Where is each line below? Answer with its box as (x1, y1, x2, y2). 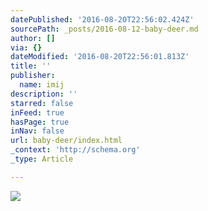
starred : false (10, 98, 74, 108)
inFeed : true (10, 107, 65, 118)
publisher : (10, 71, 56, 81)
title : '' (10, 61, 52, 71)
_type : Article (10, 154, 74, 164)
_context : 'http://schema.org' (10, 145, 141, 155)
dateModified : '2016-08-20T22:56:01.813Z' (10, 52, 190, 62)
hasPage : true (10, 117, 70, 127)
